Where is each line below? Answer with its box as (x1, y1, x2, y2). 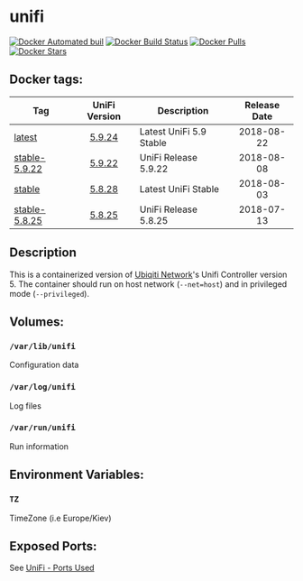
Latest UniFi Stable (139, 182, 219, 195)
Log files (9, 400, 42, 411)
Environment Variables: (9, 467, 144, 483)
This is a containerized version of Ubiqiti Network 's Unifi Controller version (9, 269, 288, 280)
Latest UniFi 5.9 (139, 124, 207, 137)
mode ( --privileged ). (9, 288, 90, 299)
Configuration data (9, 359, 79, 371)
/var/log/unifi (9, 382, 77, 392)
